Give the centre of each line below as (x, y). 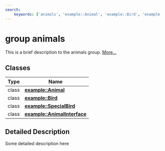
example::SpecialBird (50, 106)
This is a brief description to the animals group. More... (61, 52)
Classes (18, 68)
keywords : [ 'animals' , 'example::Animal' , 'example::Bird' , (77, 14)
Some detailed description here (37, 144)
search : (13, 10)
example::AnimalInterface (56, 114)
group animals (35, 39)
